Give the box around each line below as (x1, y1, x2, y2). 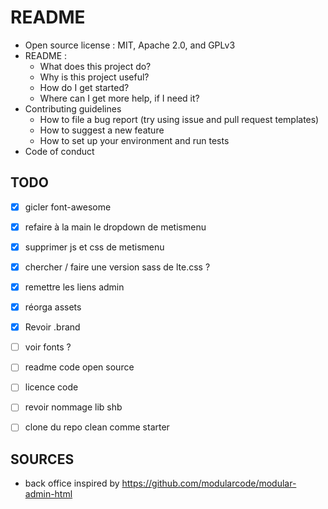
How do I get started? (39, 81, 130, 93)
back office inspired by (24, 477, 120, 490)
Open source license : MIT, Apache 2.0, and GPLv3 (24, 39, 236, 51)
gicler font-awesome (24, 201, 112, 213)
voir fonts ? (24, 341, 72, 353)
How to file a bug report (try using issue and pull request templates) (39, 113, 320, 125)
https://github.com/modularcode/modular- (121, 477, 297, 490)
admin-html (24, 488, 73, 500)
